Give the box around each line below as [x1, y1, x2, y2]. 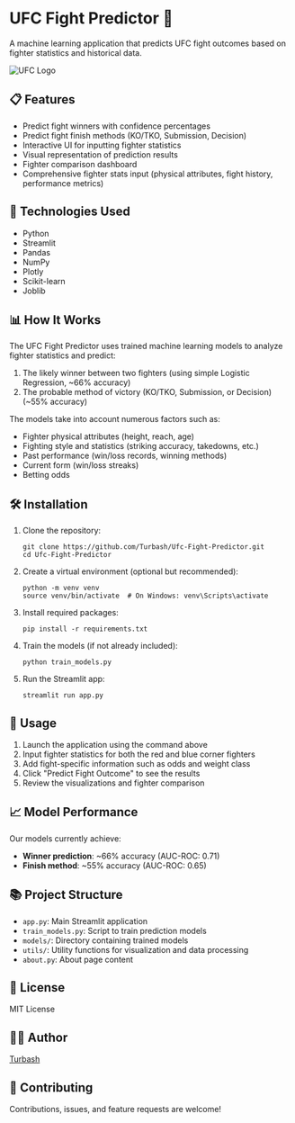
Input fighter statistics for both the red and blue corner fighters [22, 749, 256, 759]
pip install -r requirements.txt [22, 624, 148, 633]
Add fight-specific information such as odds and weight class [22, 759, 251, 768]
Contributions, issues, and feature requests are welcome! [9, 1104, 222, 1115]
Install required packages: [22, 607, 119, 618]
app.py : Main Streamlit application [22, 915, 148, 926]
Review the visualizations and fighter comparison [22, 777, 205, 788]
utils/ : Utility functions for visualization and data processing [22, 944, 249, 955]
